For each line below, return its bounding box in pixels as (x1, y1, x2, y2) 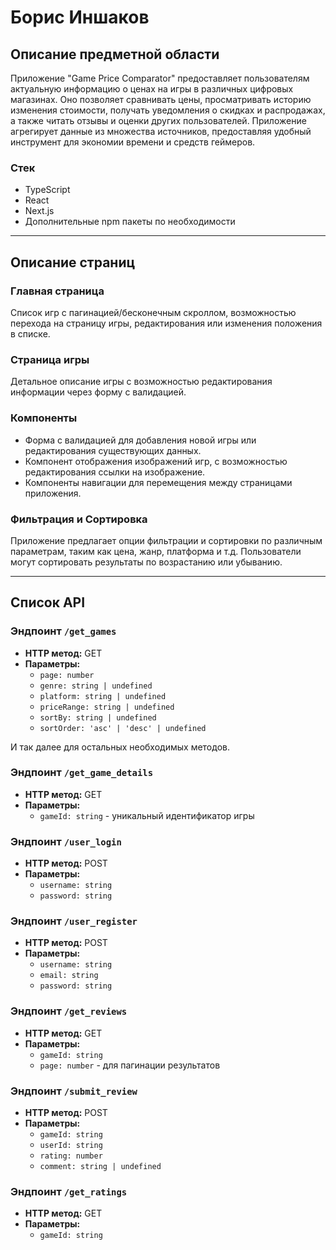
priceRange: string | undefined (39, 702, 175, 712)
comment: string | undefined (39, 1162, 162, 1172)
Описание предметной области (10, 46, 220, 63)
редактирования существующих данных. (24, 444, 202, 456)
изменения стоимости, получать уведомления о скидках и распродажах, (10, 104, 326, 116)
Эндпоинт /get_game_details (10, 766, 154, 780)
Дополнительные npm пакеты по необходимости (24, 216, 236, 228)
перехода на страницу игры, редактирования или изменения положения (10, 317, 323, 329)
